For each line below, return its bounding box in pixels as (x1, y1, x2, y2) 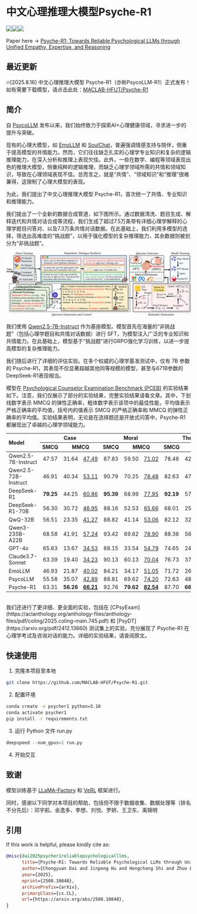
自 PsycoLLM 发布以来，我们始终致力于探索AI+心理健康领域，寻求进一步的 (6, 121, 186, 128)
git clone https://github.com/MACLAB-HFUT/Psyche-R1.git (6, 680, 148, 686)
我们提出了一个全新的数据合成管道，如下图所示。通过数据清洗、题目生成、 (6, 210, 186, 217)
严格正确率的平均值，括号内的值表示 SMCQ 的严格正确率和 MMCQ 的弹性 (6, 406, 184, 414)
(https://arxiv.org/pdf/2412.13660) (6, 624, 88, 631)
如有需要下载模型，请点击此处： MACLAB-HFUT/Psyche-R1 (6, 86, 148, 93)
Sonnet (8, 559, 26, 566)
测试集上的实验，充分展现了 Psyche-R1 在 (89, 624, 189, 631)
